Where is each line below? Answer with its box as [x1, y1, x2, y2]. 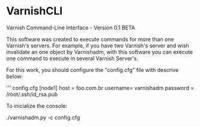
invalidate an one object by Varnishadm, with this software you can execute [6, 48, 193, 55]
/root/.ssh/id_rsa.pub [6, 90, 58, 98]
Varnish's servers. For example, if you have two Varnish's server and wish [6, 42, 189, 49]
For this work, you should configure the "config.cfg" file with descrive [6, 66, 179, 73]
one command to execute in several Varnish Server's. [6, 55, 139, 62]
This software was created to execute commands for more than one [6, 35, 174, 43]
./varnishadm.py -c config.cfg [6, 114, 80, 121]
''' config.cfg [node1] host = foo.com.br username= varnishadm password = [6, 84, 195, 91]
